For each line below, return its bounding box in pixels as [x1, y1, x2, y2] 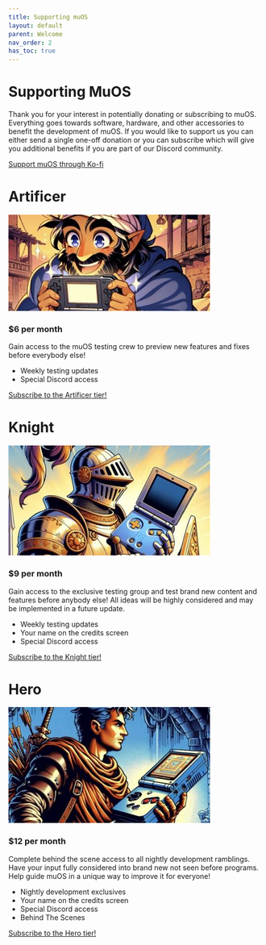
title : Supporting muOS [8, 13, 89, 21]
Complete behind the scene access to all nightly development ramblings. [8, 854, 250, 864]
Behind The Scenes [19, 912, 85, 922]
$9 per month [8, 568, 63, 580]
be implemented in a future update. [8, 603, 126, 613]
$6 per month [8, 323, 63, 335]
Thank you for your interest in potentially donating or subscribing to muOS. [8, 110, 257, 119]
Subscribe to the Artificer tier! [8, 390, 107, 400]
